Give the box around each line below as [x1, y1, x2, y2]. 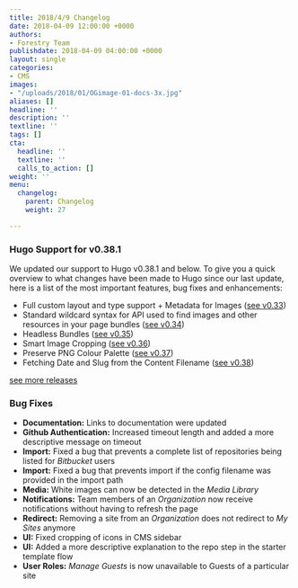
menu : [9, 181, 30, 190]
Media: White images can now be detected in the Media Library [22, 485, 259, 495]
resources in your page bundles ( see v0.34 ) [22, 319, 186, 330]
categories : [9, 64, 54, 73]
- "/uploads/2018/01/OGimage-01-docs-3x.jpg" [9, 88, 182, 97]
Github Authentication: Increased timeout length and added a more [22, 427, 275, 438]
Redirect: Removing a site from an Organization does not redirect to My [22, 513, 289, 524]
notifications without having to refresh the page [22, 503, 199, 514]
